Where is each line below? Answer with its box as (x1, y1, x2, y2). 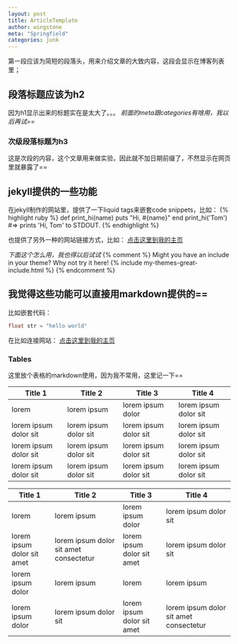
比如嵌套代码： (8, 308, 52, 316)
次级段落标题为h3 (8, 136, 69, 146)
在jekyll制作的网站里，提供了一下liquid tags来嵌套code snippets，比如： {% (8, 205, 229, 214)
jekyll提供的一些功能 (8, 185, 97, 198)
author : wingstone (8, 23, 62, 30)
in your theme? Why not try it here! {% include (8, 258, 143, 267)
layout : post (8, 10, 47, 18)
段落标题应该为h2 (8, 88, 85, 100)
